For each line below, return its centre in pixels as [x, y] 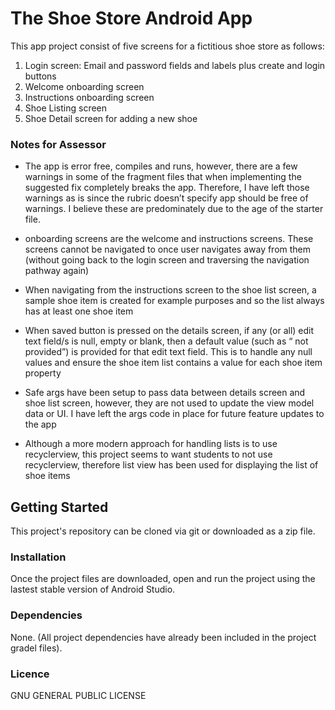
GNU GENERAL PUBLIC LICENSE [78, 695]
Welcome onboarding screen [84, 86]
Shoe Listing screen [66, 108]
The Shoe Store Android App [131, 18]
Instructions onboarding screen [89, 97]
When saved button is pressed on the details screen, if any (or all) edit [169, 331]
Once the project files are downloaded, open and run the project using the [163, 579]
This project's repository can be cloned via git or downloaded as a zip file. [163, 531]
